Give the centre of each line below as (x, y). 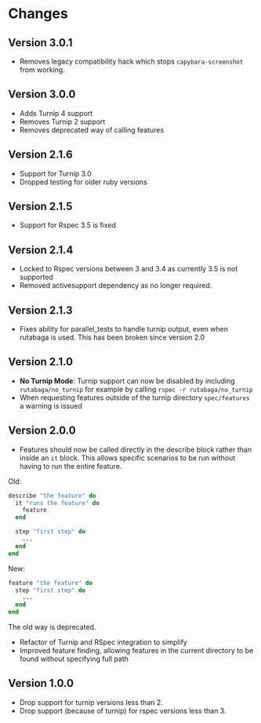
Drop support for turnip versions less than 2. (91, 702)
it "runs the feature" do (58, 503)
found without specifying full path (74, 659)
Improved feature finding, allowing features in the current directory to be (136, 651)
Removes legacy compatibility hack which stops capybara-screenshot (131, 61)
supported (36, 277)
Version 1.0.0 (41, 683)
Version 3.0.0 (42, 94)
